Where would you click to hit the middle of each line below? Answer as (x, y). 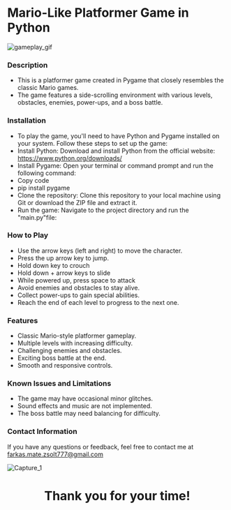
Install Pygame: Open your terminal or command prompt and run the (115, 165)
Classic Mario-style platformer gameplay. (77, 336)
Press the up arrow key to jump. (63, 258)
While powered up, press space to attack (76, 280)
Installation (27, 121)
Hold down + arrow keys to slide (64, 273)
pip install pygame (44, 188)
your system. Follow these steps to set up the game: (92, 143)
